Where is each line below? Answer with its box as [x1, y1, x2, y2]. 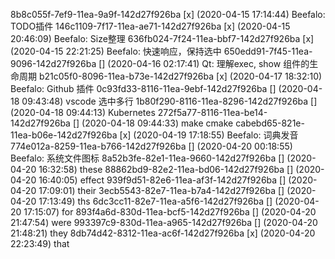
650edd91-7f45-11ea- [223, 45, 313, 57]
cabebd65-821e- [235, 117, 305, 129]
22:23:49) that [10, 238, 70, 249]
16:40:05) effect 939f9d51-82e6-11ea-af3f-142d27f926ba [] [38, 174, 287, 186]
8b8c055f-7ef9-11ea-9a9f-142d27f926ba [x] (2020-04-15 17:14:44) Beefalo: [10, 9, 326, 20]
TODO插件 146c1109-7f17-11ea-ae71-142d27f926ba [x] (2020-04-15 [10, 20, 291, 32]
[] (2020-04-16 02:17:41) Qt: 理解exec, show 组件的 [98, 58, 310, 69]
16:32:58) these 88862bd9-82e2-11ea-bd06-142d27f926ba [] [38, 164, 294, 175]
